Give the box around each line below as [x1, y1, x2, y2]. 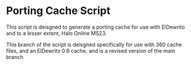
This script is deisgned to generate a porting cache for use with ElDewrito [6, 23, 185, 30]
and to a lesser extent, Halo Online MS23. [6, 29, 107, 36]
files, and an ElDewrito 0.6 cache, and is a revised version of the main [6, 47, 176, 54]
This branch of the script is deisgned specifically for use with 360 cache [6, 41, 182, 48]
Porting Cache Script [6, 4, 111, 18]
